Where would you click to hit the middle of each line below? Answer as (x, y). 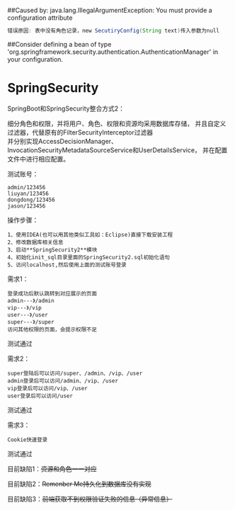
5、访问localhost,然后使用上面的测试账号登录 (67, 265)
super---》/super (31, 322)
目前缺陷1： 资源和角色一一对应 (52, 469)
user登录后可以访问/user (40, 396)
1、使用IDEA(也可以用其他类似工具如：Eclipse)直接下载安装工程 (90, 234)
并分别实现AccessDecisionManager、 (63, 141)
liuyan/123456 (28, 193)
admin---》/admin (31, 300)
